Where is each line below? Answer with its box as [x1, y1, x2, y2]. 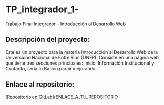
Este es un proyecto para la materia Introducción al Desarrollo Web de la [5, 49, 158, 55]
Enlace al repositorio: [5, 80, 75, 89]
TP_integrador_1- [5, 4, 79, 15]
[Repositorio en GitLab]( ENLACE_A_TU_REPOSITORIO [5, 94, 118, 100]
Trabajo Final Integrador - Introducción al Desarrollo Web [5, 20, 126, 27]
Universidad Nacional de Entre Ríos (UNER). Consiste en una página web [5, 54, 159, 60]
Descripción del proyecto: [5, 35, 90, 44]
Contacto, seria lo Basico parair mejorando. [5, 65, 97, 71]
